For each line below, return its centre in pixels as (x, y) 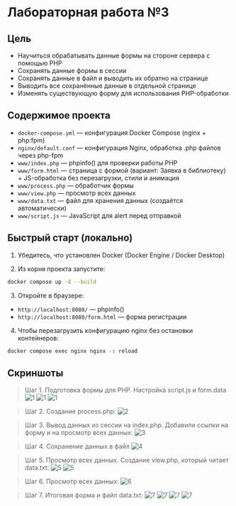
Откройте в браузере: (51, 295)
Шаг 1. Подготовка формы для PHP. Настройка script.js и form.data (125, 390)
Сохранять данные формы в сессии (72, 71)
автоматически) (42, 208)
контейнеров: (38, 338)
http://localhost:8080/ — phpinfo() (71, 309)
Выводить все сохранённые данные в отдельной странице (107, 86)
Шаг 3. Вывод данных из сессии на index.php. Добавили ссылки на (127, 425)
